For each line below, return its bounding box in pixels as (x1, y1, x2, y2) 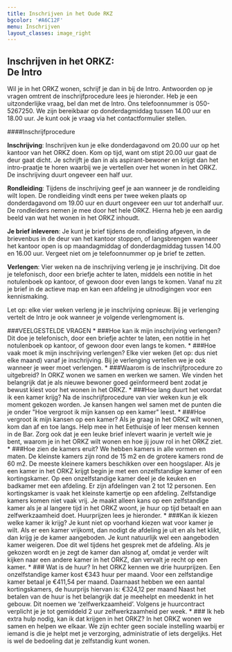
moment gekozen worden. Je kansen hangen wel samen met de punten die (7, 400, 222, 409)
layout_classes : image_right (7, 29, 91, 37)
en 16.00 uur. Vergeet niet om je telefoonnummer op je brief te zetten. (7, 250, 206, 258)
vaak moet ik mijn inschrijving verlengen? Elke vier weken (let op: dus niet (7, 349, 218, 357)
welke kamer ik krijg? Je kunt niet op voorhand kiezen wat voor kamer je (7, 519, 213, 527)
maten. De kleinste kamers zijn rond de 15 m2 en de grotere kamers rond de (7, 453, 224, 461)
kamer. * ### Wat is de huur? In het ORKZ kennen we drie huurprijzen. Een (7, 563, 220, 571)
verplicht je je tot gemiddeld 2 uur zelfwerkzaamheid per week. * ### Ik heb (7, 608, 225, 616)
